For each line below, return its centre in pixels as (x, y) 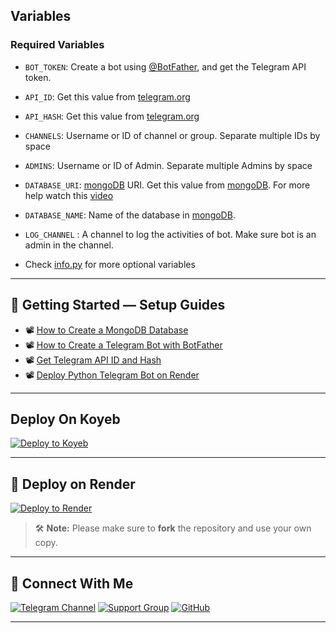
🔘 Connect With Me (72, 583)
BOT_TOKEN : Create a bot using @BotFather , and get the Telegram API (165, 66)
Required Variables (57, 45)
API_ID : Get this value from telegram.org (107, 96)
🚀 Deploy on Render (73, 484)
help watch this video (69, 195)
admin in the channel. (69, 245)
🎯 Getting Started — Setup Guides (118, 305)
